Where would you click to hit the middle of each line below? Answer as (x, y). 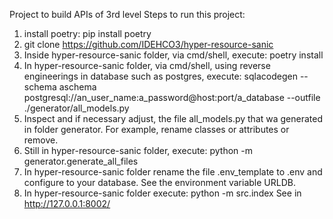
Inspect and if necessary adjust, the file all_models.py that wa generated (173, 118)
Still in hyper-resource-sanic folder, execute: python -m (138, 150)
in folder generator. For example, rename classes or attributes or (156, 129)
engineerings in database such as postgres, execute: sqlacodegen (160, 76)
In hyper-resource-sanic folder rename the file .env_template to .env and (173, 172)
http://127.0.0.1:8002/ (67, 203)
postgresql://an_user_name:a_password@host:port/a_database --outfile (172, 97)
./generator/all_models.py (76, 108)
